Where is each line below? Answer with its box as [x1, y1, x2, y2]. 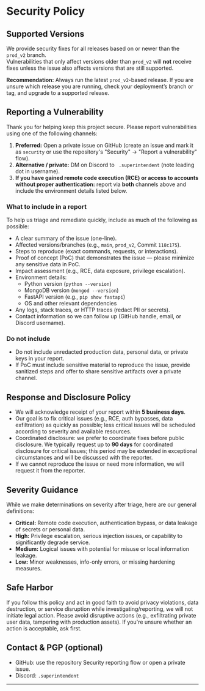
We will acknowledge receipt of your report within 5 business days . [15, 408, 186, 416]
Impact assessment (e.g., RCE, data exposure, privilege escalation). [15, 267, 185, 275]
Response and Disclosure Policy [6, 392, 131, 402]
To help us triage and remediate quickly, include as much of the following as [6, 216, 198, 224]
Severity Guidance [6, 485, 79, 495]
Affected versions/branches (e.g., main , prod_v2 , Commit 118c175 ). [15, 241, 181, 248]
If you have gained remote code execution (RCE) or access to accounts [15, 174, 199, 181]
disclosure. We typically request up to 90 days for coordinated [15, 441, 173, 448]
